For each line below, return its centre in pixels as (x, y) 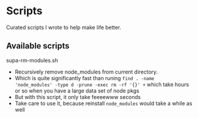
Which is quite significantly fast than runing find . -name (84, 78)
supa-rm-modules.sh (32, 60)
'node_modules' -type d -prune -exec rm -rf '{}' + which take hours (102, 84)
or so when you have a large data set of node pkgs (77, 91)
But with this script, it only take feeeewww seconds (78, 97)
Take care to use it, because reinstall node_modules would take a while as (103, 103)
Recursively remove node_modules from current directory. (86, 72)
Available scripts (38, 46)
